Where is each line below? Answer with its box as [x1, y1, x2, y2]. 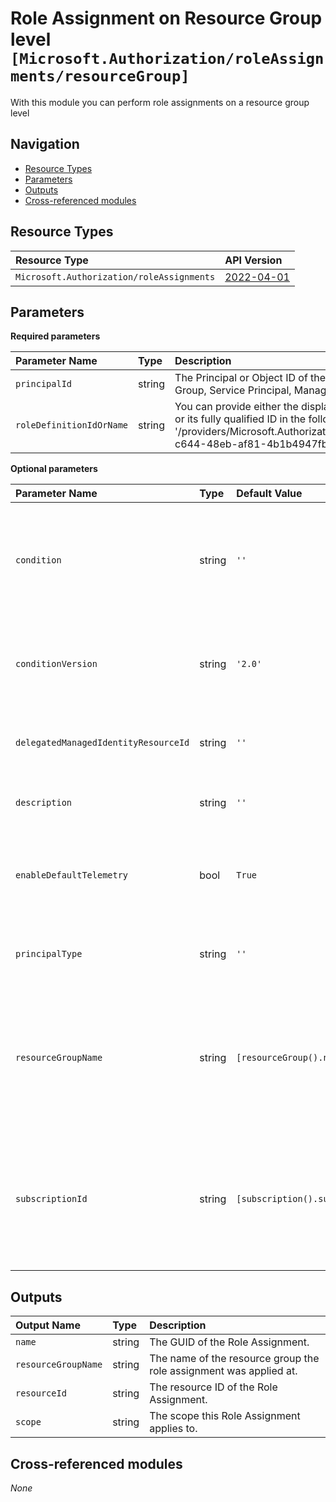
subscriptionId [15, 1193, 88, 1205]
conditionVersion [15, 658, 98, 670]
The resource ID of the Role [149, 1380, 278, 1394]
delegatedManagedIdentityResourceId [15, 737, 190, 749]
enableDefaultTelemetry [15, 870, 129, 881]
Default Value [236, 487, 303, 501]
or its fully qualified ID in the [174, 412, 307, 426]
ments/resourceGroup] [10, 67, 190, 86]
